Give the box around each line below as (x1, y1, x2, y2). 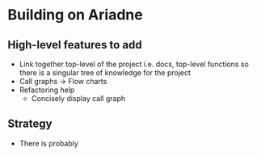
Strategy (7, 117, 53, 131)
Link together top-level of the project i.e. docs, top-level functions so (19, 59, 250, 69)
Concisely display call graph (31, 94, 126, 103)
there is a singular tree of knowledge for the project (19, 68, 192, 78)
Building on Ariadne (7, 6, 143, 24)
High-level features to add (7, 38, 142, 52)
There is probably (19, 138, 78, 148)
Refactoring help (19, 85, 75, 95)
